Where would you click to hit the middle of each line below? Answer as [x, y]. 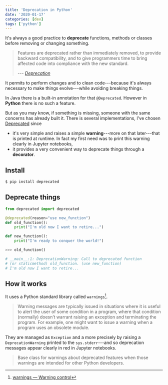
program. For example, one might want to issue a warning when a [85, 322]
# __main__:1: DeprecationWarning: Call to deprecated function [73, 259]
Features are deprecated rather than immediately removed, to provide [89, 53]
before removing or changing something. [47, 43]
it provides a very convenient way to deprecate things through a [78, 149]
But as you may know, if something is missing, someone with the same [78, 113]
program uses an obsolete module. [53, 327]
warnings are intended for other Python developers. [71, 362]
